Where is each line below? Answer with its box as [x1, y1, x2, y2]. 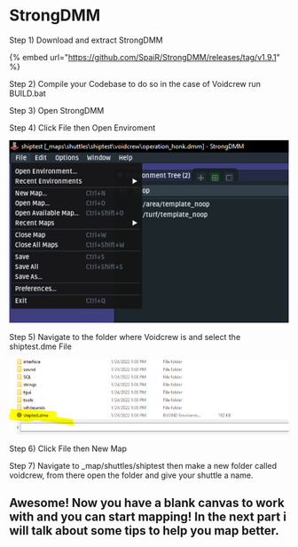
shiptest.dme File [9, 341, 73, 352]
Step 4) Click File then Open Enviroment [9, 122, 156, 133]
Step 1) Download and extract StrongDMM [9, 35, 163, 45]
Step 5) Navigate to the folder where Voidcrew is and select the [9, 332, 241, 343]
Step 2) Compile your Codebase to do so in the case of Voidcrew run [9, 78, 262, 89]
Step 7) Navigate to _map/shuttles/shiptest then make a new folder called [9, 460, 278, 471]
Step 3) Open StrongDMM [9, 105, 105, 115]
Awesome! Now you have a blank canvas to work [9, 495, 286, 511]
